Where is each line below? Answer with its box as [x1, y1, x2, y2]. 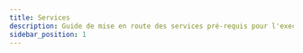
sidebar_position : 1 [9, 30, 87, 39]
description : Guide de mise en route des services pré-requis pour [9, 22, 269, 31]
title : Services [9, 13, 70, 22]
